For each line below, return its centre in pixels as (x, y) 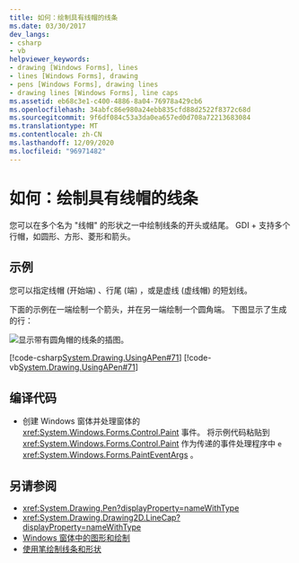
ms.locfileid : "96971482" (57, 151)
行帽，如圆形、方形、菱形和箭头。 (72, 236)
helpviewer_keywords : (50, 59)
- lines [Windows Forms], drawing (74, 76)
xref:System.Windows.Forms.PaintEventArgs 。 (110, 455)
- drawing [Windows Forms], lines (74, 68)
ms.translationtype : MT (54, 127)
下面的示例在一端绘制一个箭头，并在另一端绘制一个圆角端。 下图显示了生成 (148, 310)
